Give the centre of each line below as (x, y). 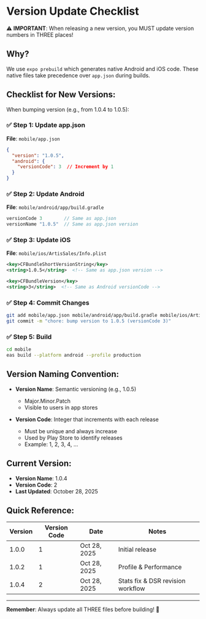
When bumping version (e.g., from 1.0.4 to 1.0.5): (68, 109)
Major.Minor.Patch (47, 401)
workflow (132, 588)
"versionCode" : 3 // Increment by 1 (66, 167)
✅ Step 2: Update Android (45, 194)
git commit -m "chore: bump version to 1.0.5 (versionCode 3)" (89, 321)
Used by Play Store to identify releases (73, 438)
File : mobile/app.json (33, 139)
